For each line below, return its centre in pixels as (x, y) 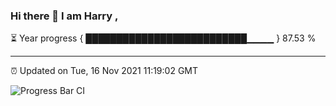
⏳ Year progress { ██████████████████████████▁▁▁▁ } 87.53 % (163, 38)
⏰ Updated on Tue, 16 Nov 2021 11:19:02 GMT (104, 71)
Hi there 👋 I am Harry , (64, 16)
